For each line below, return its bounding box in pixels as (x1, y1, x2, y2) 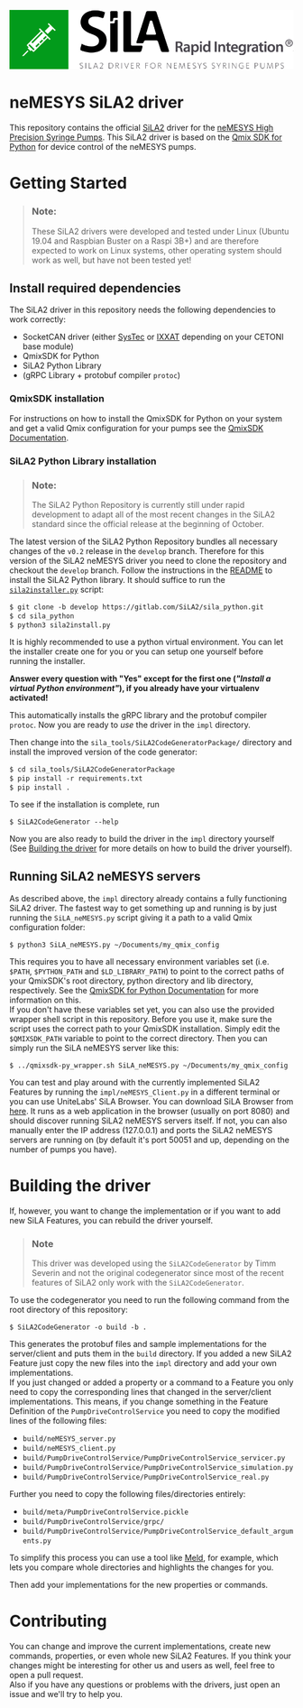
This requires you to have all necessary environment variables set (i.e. (9, 956, 270, 966)
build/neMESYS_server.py (22, 1434, 116, 1444)
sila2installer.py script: (9, 584, 105, 595)
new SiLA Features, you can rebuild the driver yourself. (9, 1214, 214, 1225)
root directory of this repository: (9, 1304, 128, 1315)
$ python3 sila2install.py (9, 620, 111, 630)
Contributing (9, 1611, 107, 1631)
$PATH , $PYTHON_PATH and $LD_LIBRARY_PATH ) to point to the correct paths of (9, 965, 285, 976)
